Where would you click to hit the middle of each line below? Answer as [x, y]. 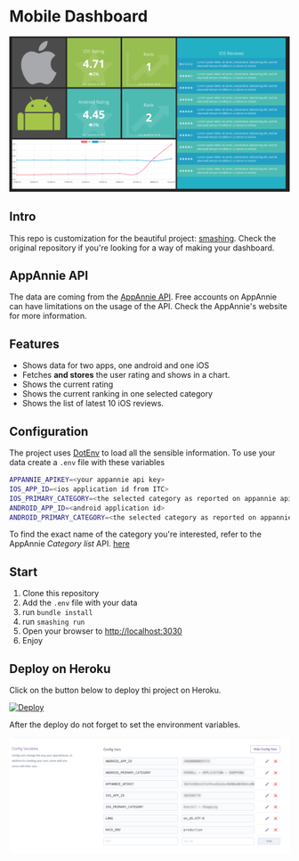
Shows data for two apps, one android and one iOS [116, 365]
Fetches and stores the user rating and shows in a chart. [126, 375]
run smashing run [53, 622]
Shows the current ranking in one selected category [117, 394]
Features [34, 344]
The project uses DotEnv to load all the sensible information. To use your [142, 453]
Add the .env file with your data [80, 603]
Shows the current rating [68, 384]
